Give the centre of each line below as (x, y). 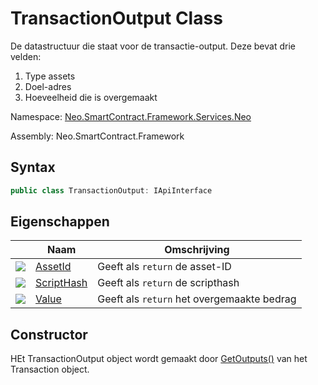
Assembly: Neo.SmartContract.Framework (97, 136)
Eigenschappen (60, 222)
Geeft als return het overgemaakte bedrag (197, 299)
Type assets (50, 76)
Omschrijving (197, 250)
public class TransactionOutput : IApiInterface (111, 190)
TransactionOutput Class (116, 18)
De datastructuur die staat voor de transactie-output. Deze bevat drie (153, 46)
